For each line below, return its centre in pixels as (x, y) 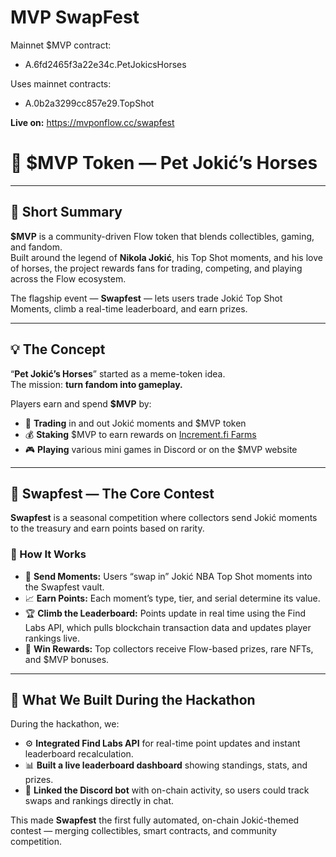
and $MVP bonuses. (67, 659)
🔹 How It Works (48, 554)
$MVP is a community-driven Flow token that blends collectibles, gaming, (162, 236)
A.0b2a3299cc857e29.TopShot (89, 103)
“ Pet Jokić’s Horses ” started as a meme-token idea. (118, 373)
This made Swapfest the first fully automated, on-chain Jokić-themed (155, 820)
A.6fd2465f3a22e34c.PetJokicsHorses (105, 64)
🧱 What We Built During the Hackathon (133, 700)
